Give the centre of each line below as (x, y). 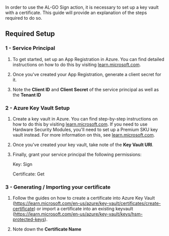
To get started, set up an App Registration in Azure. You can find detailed (88, 59)
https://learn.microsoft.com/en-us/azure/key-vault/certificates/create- (88, 203)
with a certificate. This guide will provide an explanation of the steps (76, 13)
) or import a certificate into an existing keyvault (83, 209)
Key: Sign (22, 164)
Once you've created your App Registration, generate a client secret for (87, 74)
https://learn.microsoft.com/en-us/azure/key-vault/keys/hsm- (78, 214)
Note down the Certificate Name (47, 229)
